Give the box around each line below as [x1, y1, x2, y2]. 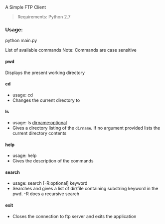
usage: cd [12, 92, 33, 98]
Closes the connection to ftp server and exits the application [12, 213, 137, 219]
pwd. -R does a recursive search [12, 191, 80, 197]
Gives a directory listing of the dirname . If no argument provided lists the [12, 125, 161, 131]
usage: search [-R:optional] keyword [12, 180, 88, 186]
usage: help [12, 152, 37, 158]
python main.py [5, 37, 37, 44]
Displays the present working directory [5, 70, 85, 75]
